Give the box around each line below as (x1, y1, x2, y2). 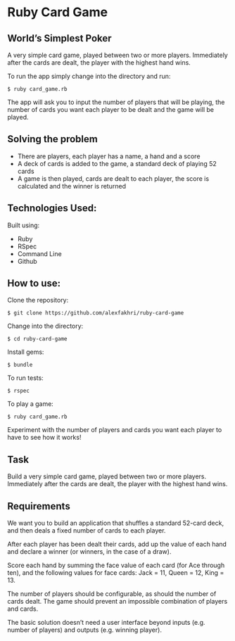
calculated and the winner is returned (17, 182, 127, 190)
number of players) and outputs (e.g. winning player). (7, 626, 162, 634)
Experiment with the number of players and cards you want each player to (7, 426, 222, 434)
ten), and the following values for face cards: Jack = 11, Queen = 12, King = (7, 569, 224, 577)
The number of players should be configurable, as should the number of (7, 590, 217, 598)
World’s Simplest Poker (7, 32, 112, 44)
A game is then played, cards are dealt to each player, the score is (17, 174, 210, 183)
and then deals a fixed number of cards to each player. (7, 526, 166, 535)
